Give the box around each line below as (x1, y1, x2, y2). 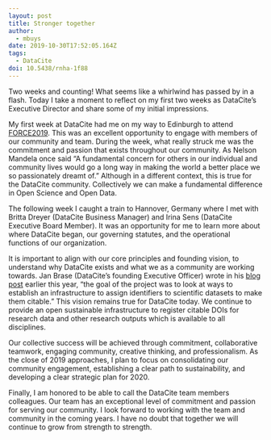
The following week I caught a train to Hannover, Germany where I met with (8, 203, 260, 213)
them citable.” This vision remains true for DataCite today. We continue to (8, 296, 252, 306)
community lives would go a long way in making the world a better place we (8, 162, 261, 172)
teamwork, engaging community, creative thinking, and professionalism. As (8, 346, 259, 356)
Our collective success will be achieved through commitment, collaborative (8, 337, 258, 347)
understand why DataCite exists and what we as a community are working (8, 262, 255, 271)
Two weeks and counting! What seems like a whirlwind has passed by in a (8, 86, 255, 96)
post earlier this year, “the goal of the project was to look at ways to (8, 279, 234, 289)
